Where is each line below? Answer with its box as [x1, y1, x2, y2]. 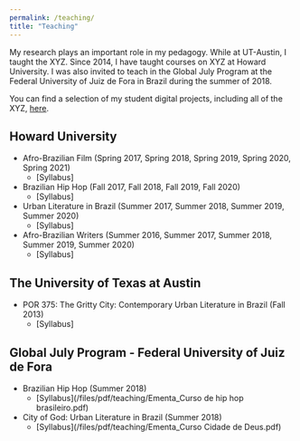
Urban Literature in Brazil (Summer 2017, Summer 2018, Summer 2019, [22, 201, 285, 212]
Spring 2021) [22, 162, 70, 173]
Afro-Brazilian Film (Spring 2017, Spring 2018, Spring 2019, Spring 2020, [22, 153, 292, 164]
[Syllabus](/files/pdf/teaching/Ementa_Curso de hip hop [35, 392, 244, 403]
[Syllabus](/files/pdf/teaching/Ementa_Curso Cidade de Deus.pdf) [35, 421, 282, 432]
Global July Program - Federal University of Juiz [9, 345, 286, 360]
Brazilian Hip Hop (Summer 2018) [22, 382, 147, 394]
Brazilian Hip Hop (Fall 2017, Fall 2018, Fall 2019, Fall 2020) [22, 182, 241, 193]
